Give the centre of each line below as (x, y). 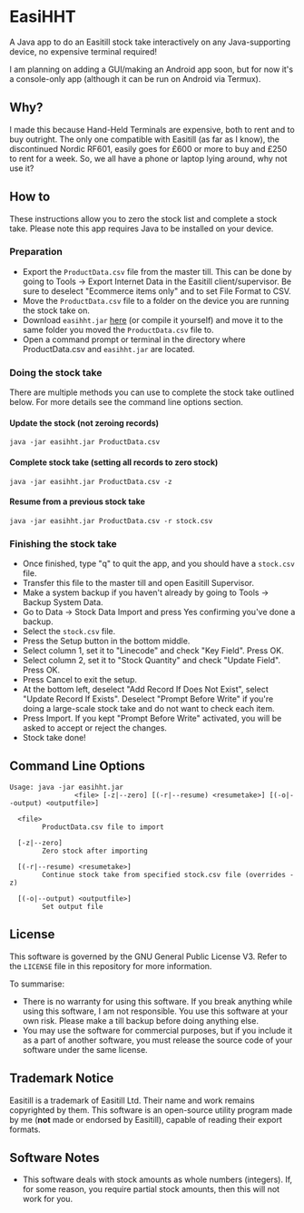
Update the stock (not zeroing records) (84, 423)
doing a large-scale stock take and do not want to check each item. (148, 709)
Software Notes (54, 1157)
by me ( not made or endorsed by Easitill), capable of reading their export (146, 1119)
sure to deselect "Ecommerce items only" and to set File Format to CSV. (157, 291)
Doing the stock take (56, 372)
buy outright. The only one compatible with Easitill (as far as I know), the (144, 139)
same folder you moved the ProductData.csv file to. (118, 329)
